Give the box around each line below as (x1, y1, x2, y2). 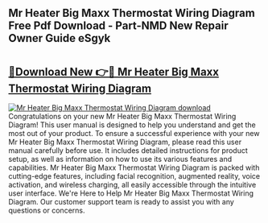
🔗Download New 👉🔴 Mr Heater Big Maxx (8, 64, 220, 79)
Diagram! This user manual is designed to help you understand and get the (8, 120, 256, 130)
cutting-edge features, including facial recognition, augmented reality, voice (8, 171, 260, 180)
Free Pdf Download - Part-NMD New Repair (8, 19, 229, 33)
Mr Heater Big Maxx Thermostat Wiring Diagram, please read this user (8, 137, 242, 147)
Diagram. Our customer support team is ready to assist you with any (8, 197, 235, 206)
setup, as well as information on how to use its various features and (8, 155, 233, 163)
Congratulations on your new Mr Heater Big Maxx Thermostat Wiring (8, 112, 237, 121)
